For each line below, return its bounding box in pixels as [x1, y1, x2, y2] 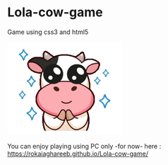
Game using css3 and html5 [7, 28, 89, 36]
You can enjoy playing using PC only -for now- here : [7, 142, 162, 150]
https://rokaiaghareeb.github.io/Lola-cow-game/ [7, 149, 148, 158]
